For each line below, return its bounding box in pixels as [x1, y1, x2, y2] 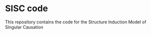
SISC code [5, 3, 48, 14]
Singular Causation [5, 24, 43, 30]
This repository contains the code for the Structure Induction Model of [5, 19, 147, 25]
